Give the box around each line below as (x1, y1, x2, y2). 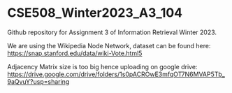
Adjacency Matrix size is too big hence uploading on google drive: (7, 62, 198, 71)
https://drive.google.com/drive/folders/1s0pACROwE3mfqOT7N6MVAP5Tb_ (7, 70, 225, 78)
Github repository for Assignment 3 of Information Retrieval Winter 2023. (7, 28, 217, 36)
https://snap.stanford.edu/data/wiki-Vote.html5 (7, 49, 143, 57)
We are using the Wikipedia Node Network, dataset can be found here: (7, 41, 211, 50)
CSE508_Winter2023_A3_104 (7, 5, 183, 21)
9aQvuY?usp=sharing (7, 77, 70, 85)
